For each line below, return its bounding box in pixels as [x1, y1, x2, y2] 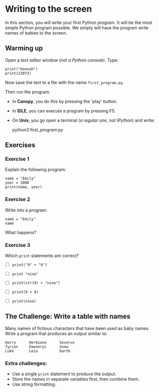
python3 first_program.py [12, 127, 64, 132]
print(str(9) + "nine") [12, 281, 61, 285]
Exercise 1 [5, 155, 30, 162]
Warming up [5, 44, 43, 52]
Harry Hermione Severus [5, 340, 75, 345]
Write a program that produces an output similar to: [5, 330, 108, 336]
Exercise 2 [5, 196, 31, 203]
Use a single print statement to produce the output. [12, 371, 117, 377]
